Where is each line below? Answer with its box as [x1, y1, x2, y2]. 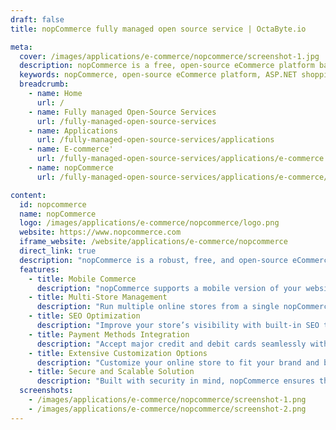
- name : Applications [28, 126, 118, 136]
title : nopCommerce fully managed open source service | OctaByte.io [10, 24, 307, 34]
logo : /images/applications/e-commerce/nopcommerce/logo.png [19, 218, 280, 228]
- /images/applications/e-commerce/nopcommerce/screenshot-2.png [28, 404, 307, 414]
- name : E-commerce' [28, 144, 114, 155]
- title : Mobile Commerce [28, 274, 137, 284]
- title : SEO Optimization [28, 311, 141, 321]
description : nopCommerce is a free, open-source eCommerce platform [19, 61, 315, 71]
